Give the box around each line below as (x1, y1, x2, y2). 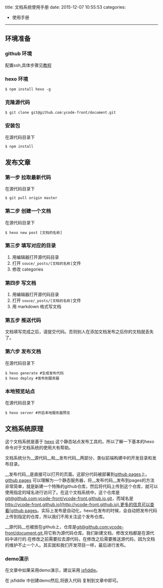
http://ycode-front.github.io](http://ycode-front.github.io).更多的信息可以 (5, 501, 150, 507)
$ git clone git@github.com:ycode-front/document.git (5, 110, 116, 115)
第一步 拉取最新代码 (5, 174, 51, 181)
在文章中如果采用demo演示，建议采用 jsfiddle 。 (5, 567, 100, 573)
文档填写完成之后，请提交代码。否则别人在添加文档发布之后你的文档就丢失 (5, 329, 154, 335)
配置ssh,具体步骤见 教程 (5, 62, 52, 68)
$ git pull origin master (5, 196, 57, 201)
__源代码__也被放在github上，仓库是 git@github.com (5, 524, 108, 529)
